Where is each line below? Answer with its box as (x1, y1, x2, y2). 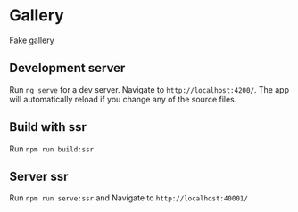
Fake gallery (9, 35, 55, 45)
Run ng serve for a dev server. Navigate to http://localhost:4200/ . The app (9, 84, 290, 94)
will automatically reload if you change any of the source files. (9, 94, 237, 104)
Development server (9, 61, 126, 76)
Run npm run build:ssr (9, 143, 95, 154)
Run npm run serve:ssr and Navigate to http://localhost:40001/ (9, 192, 248, 203)
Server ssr (9, 168, 69, 183)
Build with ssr (9, 119, 87, 135)
